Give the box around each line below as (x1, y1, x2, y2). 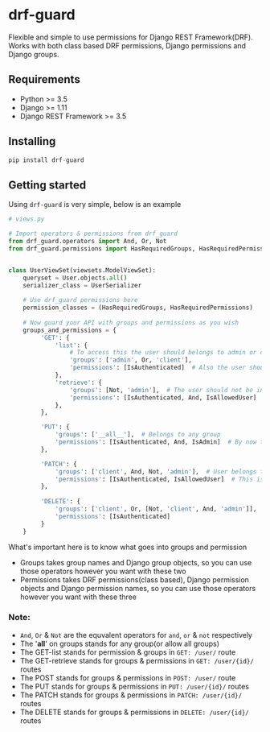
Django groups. (8, 49, 59, 59)
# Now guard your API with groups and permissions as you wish (22, 318, 239, 327)
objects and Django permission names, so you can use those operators (19, 583, 256, 593)
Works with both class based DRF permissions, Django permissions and (8, 40, 247, 50)
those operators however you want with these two (19, 566, 186, 576)
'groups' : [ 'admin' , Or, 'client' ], (69, 356, 193, 364)
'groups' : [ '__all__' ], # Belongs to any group (55, 431, 221, 439)
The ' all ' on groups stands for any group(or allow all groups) (19, 639, 219, 648)
